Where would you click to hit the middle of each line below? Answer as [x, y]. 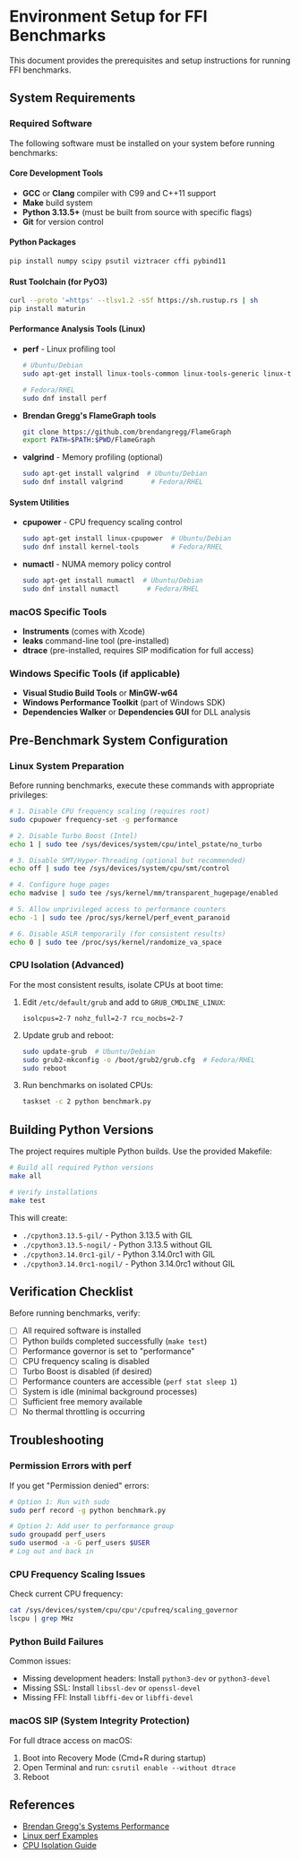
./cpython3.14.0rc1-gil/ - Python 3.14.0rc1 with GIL [119, 1254]
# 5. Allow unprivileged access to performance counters [118, 910]
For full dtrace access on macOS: [71, 1740]
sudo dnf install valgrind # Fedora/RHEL [112, 482]
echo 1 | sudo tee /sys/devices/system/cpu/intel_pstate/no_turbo [136, 844]
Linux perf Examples [60, 1836]
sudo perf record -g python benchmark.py [88, 1510]
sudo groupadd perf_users [57, 1535]
